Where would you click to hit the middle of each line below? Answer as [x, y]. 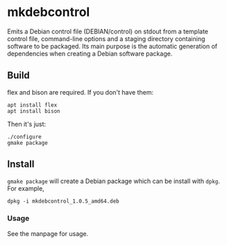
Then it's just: [27, 124]
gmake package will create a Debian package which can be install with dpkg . [114, 181]
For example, [26, 188]
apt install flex [32, 105]
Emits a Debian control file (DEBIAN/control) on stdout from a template [108, 31]
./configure [24, 136]
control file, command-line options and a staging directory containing [106, 38]
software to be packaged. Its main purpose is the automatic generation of [112, 46]
